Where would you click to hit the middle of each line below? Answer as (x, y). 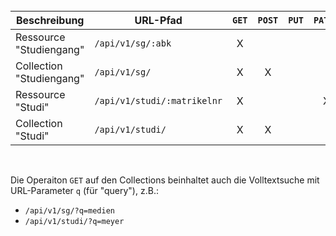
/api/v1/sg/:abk (133, 43)
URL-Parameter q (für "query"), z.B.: (84, 190)
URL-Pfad (158, 20)
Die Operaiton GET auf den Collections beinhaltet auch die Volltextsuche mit (165, 180)
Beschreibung (50, 20)
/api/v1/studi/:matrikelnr (158, 100)
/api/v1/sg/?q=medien (69, 211)
